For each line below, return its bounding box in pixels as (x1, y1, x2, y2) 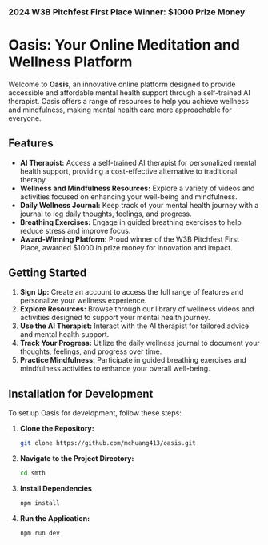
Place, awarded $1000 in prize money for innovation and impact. (19, 242, 234, 252)
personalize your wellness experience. (19, 295, 147, 306)
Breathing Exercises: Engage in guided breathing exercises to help (19, 217, 242, 226)
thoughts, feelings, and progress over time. (19, 347, 162, 356)
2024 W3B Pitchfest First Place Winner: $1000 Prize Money (8, 6, 246, 18)
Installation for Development (8, 387, 154, 400)
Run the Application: (19, 513, 90, 523)
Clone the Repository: (19, 423, 94, 434)
